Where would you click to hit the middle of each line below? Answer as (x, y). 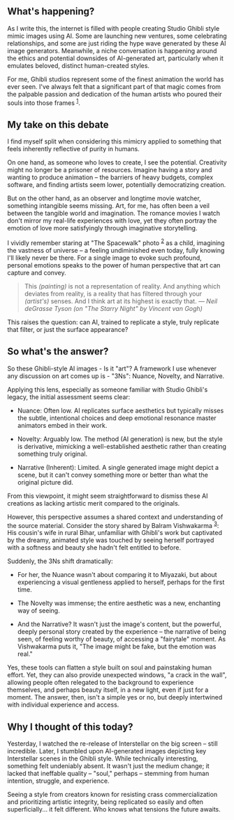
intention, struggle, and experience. (58, 781)
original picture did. (45, 482)
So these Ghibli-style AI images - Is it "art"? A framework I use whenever (112, 368)
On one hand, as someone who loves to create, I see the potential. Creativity (117, 162)
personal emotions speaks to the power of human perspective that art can (114, 265)
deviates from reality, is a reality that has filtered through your (113, 293)
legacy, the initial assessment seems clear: (69, 397)
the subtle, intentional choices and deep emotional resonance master (117, 418)
